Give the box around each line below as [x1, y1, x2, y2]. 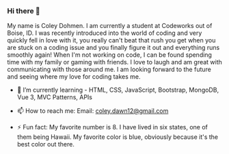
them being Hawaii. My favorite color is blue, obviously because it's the [16, 133, 219, 141]
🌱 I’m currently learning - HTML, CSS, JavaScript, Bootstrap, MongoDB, [16, 86, 219, 94]
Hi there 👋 [7, 6, 41, 16]
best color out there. [16, 140, 75, 149]
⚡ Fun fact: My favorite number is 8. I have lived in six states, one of [16, 123, 208, 131]
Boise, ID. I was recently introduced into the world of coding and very [7, 29, 202, 37]
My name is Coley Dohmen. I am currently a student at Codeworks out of [7, 22, 213, 30]
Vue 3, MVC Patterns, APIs [16, 93, 92, 101]
